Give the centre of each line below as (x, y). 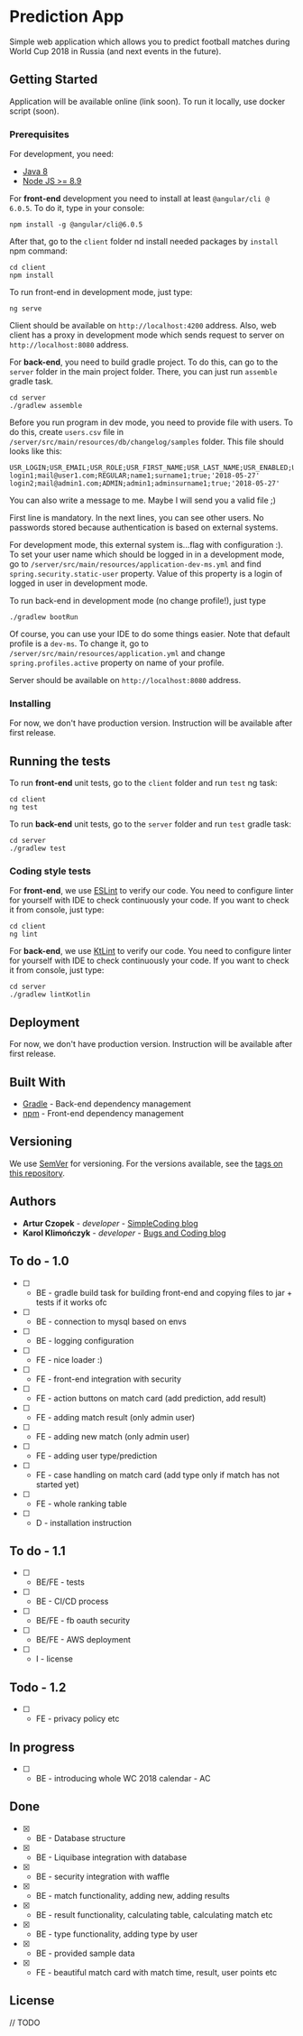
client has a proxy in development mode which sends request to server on (147, 335)
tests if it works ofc (72, 1302)
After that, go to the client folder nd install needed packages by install (144, 242)
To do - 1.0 (39, 1261)
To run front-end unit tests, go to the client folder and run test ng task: (143, 783)
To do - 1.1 (37, 1551)
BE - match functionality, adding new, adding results (133, 1895)
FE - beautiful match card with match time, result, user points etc (156, 1972)
